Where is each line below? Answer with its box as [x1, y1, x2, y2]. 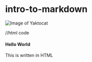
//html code [5, 29, 29, 35]
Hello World [5, 41, 31, 47]
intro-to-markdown [5, 3, 88, 15]
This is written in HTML [5, 52, 54, 58]
